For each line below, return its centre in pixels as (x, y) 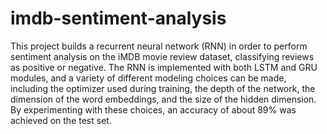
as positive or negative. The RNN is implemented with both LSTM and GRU (164, 67)
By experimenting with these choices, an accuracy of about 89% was (153, 109)
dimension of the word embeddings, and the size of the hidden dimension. (163, 99)
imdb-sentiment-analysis (118, 18)
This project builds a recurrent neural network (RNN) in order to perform (159, 46)
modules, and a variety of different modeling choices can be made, (148, 78)
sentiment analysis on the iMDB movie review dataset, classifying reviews (162, 56)
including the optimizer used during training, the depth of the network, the (163, 88)
